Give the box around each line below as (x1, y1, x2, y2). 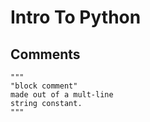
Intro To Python (10, 6, 142, 29)
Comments (10, 46, 81, 63)
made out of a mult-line (10, 90, 114, 100)
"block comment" (10, 81, 78, 91)
